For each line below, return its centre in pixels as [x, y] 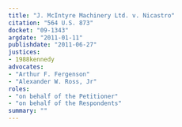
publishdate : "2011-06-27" [53, 45]
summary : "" [28, 111]
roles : [19, 89]
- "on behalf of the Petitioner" [63, 96]
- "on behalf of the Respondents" [65, 103]
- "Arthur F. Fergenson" [49, 74]
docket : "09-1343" [38, 30]
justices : [25, 52]
